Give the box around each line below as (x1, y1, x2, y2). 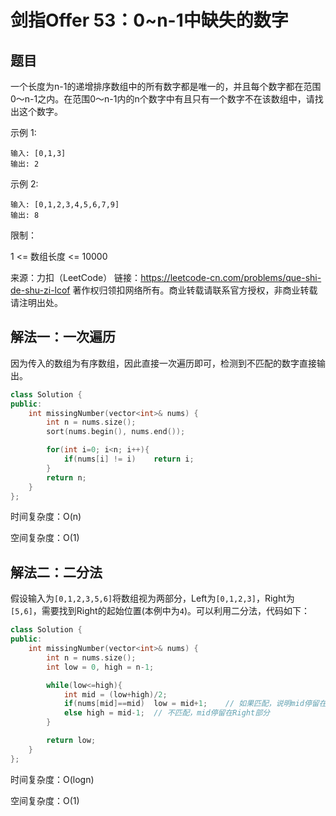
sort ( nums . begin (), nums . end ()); (46, 427, 186, 437)
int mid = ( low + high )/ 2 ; (63, 689, 168, 700)
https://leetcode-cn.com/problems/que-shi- (140, 272, 322, 283)
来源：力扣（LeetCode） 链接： (10, 272, 142, 283)
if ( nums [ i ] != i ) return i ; (63, 454, 195, 465)
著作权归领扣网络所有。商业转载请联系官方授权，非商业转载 (72, 284, 318, 296)
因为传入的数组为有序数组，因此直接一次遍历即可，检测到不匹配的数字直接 (10, 357, 317, 369)
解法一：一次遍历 (10, 329, 116, 346)
